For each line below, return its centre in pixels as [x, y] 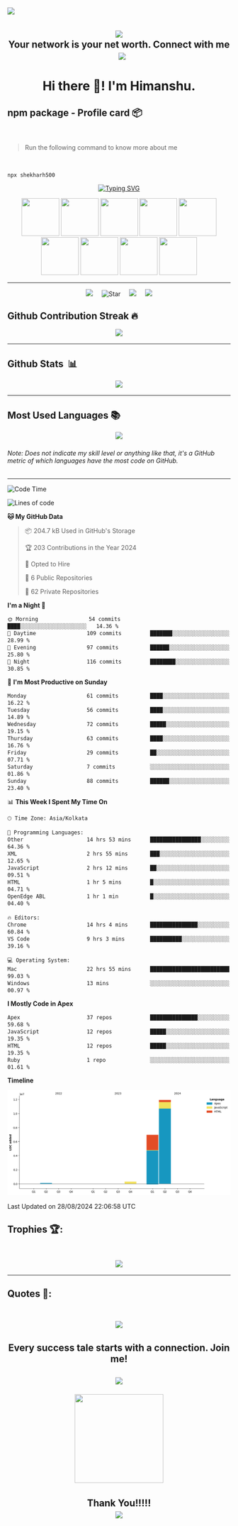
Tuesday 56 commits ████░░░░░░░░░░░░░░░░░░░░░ [119, 710]
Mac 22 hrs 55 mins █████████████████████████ [119, 970]
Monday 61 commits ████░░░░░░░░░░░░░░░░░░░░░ [119, 696]
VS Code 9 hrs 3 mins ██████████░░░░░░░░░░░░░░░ [119, 939]
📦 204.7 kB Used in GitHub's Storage [80, 531]
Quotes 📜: [29, 1294]
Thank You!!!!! [119, 1503]
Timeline [21, 1080]
